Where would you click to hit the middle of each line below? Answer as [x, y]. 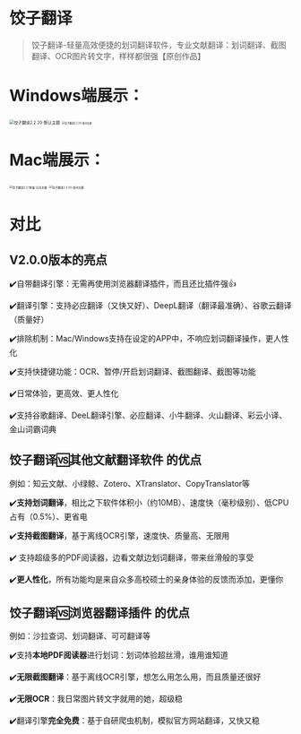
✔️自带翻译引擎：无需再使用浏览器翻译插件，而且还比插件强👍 [123, 283]
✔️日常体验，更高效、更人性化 [64, 393]
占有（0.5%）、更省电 [48, 516]
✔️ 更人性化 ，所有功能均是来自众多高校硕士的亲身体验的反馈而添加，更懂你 [146, 579]
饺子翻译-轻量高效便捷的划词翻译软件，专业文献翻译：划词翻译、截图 [159, 45]
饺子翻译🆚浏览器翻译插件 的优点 [100, 613]
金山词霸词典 [33, 429]
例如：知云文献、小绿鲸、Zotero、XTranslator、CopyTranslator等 [130, 483]
